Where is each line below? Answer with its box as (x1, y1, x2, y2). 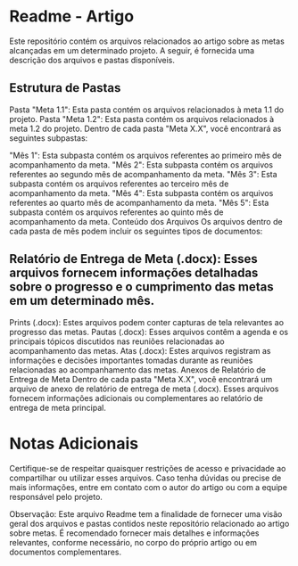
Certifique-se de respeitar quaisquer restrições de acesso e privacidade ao (9, 463, 286, 473)
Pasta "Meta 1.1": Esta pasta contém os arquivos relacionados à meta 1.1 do (9, 104, 284, 115)
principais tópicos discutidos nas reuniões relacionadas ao (9, 336, 225, 347)
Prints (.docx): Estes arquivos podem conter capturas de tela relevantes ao (9, 316, 284, 327)
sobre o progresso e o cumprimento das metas (9, 279, 274, 295)
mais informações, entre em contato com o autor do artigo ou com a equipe (9, 481, 288, 492)
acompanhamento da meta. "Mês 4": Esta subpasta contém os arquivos (9, 187, 274, 198)
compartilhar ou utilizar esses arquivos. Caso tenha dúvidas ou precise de (9, 472, 282, 483)
